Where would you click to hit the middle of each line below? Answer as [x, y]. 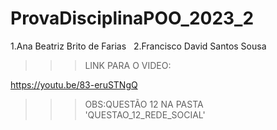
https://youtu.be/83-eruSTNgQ [74, 84]
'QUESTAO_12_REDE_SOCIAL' [145, 114]
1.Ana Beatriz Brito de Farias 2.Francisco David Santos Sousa [138, 46]
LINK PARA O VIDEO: [128, 65]
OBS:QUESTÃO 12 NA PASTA [144, 104]
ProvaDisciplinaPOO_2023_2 [132, 18]
